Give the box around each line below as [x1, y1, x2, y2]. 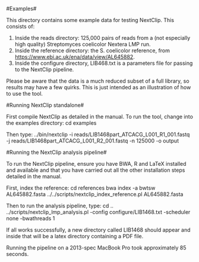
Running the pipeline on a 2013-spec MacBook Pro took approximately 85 [6, 244, 187, 251]
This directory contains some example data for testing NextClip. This [6, 17, 174, 23]
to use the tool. [6, 90, 43, 97]
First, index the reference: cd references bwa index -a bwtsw [6, 184, 156, 191]
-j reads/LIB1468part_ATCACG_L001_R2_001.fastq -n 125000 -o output [6, 137, 179, 144]
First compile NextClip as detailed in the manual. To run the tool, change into [6, 113, 193, 120]
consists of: [6, 23, 35, 30]
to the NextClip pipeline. [14, 66, 74, 73]
